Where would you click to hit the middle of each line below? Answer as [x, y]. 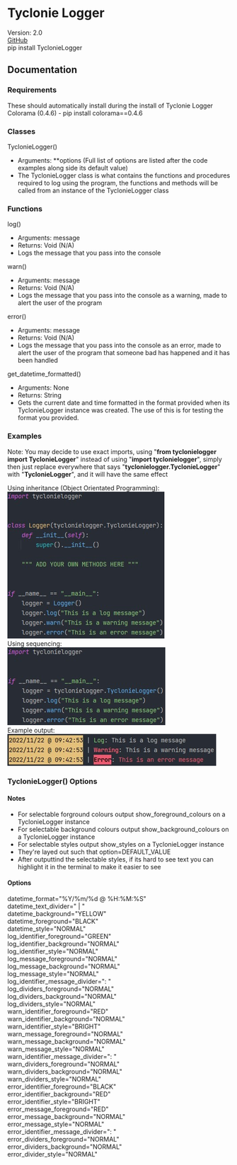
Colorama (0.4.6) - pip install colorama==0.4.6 [75, 113]
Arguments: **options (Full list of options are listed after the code [112, 160]
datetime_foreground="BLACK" [53, 921]
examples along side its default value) [73, 168]
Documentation [42, 70]
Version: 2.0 [25, 33]
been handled [38, 360]
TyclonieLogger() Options [52, 782]
